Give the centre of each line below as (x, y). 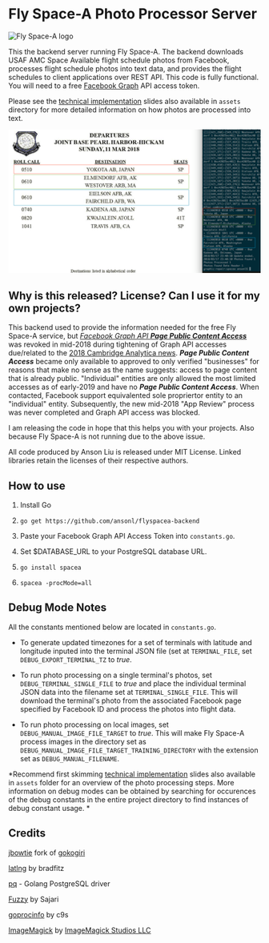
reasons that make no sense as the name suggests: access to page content (133, 370)
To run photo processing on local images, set (94, 724)
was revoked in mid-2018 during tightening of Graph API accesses (117, 344)
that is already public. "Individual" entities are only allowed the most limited (132, 379)
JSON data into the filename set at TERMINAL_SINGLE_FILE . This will (129, 692)
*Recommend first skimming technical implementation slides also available (132, 774)
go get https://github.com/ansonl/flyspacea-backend (110, 521)
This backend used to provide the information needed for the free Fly (122, 327)
